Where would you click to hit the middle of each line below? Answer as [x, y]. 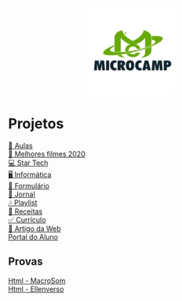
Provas [25, 262]
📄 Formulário [29, 185]
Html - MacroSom [37, 281]
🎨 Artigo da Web [35, 228]
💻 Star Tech [28, 163]
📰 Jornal [22, 194]
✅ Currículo [27, 219]
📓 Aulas [20, 145]
